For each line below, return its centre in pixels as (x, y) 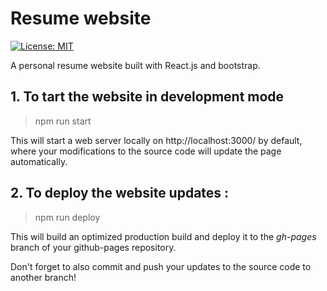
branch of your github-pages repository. (93, 247)
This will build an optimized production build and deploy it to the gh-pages (163, 236)
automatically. (39, 161)
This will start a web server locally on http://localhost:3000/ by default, (156, 140)
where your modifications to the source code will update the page (146, 151)
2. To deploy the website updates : (120, 193)
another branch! (43, 277)
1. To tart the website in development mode (147, 97)
